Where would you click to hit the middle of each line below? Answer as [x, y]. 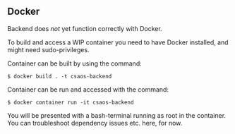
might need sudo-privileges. [48, 49]
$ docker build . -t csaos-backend [60, 76]
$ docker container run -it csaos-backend [71, 102]
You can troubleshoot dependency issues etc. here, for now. [95, 123]
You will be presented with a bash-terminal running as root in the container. [117, 115]
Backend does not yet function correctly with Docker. [85, 28]
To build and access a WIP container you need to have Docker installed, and [118, 42]
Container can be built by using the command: [75, 63]
